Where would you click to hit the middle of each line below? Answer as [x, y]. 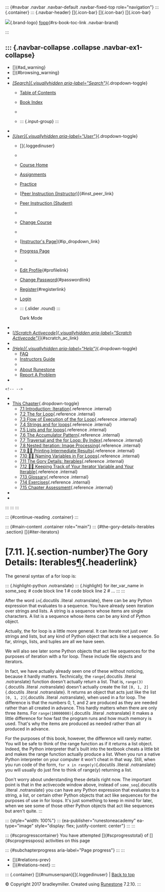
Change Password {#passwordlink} [55, 280]
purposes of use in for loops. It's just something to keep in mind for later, [79, 800]
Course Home [34, 164]
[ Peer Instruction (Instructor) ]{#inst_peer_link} [67, 193]
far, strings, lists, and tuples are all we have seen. [55, 641]
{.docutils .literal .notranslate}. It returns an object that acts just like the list [81, 692]
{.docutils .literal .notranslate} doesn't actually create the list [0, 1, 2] [77, 687]
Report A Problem [38, 374]
